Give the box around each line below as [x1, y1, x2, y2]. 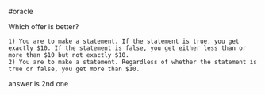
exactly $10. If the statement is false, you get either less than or [8, 44, 247, 52]
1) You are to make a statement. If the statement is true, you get [8, 37, 240, 45]
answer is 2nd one [8, 79, 69, 88]
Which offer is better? [8, 22, 79, 31]
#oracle [8, 7, 33, 16]
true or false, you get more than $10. [8, 65, 140, 73]
